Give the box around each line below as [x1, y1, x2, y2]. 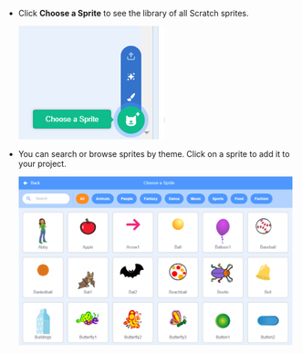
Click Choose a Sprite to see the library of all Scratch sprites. [17, 8, 249, 18]
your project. [17, 159, 67, 169]
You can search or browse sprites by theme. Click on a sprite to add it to [17, 149, 290, 159]
